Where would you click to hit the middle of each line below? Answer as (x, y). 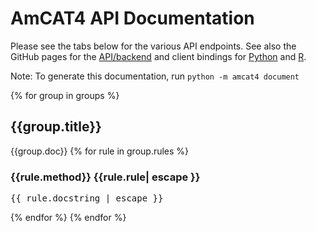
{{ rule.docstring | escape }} (87, 198)
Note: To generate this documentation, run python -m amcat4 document (155, 76)
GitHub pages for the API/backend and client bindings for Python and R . (158, 56)
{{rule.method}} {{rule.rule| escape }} (105, 177)
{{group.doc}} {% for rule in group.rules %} (100, 151)
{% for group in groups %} (65, 95)
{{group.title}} (56, 127)
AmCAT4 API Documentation (132, 18)
